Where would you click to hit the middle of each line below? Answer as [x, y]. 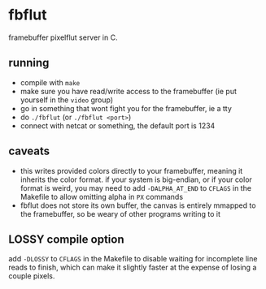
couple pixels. [32, 276]
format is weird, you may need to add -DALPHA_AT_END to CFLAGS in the [136, 188]
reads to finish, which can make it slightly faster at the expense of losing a [133, 267]
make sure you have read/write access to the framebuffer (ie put [129, 91]
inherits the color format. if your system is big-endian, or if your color [136, 179]
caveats [29, 151]
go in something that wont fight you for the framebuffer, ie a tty [126, 108]
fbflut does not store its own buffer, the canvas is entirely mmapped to [138, 205]
